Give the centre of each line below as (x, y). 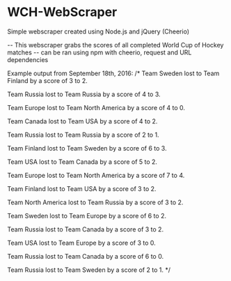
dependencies (28, 59)
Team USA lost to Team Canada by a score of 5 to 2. (82, 162)
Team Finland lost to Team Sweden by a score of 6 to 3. (87, 148)
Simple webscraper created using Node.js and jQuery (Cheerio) (98, 31)
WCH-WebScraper (62, 12)
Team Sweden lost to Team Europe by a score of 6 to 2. (87, 215)
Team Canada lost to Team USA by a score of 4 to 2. (82, 121)
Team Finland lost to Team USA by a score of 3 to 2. (82, 188)
